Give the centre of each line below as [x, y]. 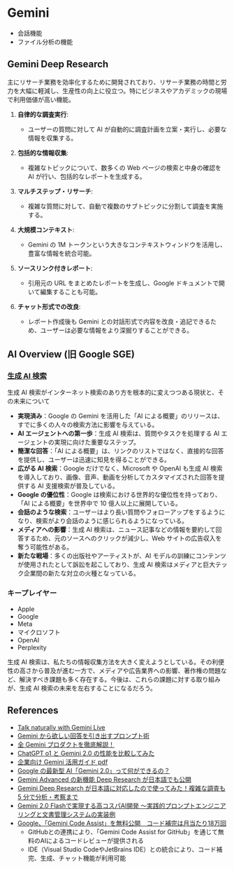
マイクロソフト [39, 632]
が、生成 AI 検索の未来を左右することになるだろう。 [82, 688]
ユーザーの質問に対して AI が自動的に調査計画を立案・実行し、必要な [127, 129]
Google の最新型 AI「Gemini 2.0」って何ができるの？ [94, 770]
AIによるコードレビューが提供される [92, 840]
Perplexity [32, 647]
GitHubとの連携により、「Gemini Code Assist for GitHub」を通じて [123, 832]
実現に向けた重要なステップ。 [97, 443]
